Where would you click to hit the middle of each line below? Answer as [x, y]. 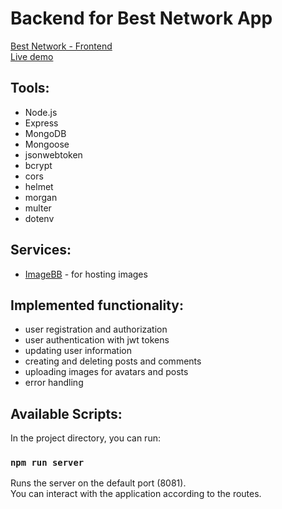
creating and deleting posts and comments [113, 361]
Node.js [41, 112]
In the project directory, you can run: [85, 438]
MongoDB [45, 133]
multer [38, 208]
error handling [54, 383]
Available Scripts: [66, 413]
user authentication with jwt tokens [97, 340]
